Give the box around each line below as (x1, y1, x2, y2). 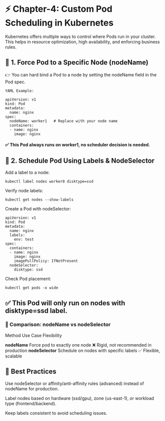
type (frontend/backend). (5, 400, 57, 406)
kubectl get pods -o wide (5, 285, 58, 290)
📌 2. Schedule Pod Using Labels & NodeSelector (5, 156, 155, 165)
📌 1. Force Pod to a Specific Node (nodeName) (5, 58, 149, 67)
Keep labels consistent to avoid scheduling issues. (5, 410, 107, 416)
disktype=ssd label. (5, 306, 67, 315)
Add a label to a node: (5, 170, 50, 175)
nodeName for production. (5, 386, 59, 391)
